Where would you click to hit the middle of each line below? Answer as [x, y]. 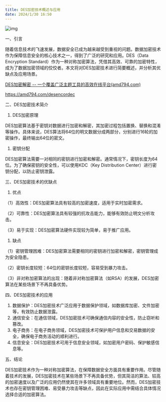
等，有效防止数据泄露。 [36, 312]
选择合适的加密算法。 [27, 394]
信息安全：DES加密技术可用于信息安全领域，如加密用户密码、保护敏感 [84, 342]
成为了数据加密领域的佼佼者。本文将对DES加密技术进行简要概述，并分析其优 [83, 68]
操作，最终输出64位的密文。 [38, 138]
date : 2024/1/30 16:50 [28, 14]
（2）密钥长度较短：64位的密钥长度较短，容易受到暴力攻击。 [68, 268]
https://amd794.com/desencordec [40, 94]
